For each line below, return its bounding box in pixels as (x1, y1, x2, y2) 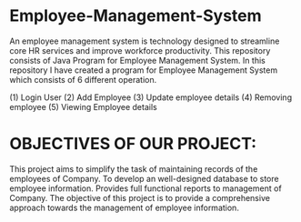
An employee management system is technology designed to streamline (9, 35, 280, 46)
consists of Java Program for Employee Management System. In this (9, 55, 266, 66)
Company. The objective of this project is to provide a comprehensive (9, 192, 271, 203)
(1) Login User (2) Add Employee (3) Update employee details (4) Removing (9, 92, 293, 103)
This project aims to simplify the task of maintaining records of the (9, 163, 258, 174)
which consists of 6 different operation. (9, 74, 157, 85)
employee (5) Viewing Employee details (9, 101, 157, 112)
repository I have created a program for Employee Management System (9, 65, 278, 76)
